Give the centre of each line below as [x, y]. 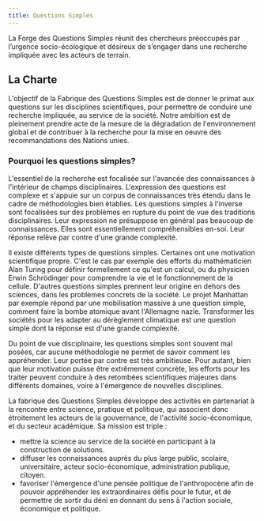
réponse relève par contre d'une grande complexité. [93, 237]
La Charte [33, 80]
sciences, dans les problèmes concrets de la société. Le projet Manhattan [128, 294]
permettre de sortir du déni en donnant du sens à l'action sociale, [126, 500]
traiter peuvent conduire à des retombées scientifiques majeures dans [123, 377]
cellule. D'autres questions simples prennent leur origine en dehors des [124, 286]
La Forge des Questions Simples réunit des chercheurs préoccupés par [124, 38]
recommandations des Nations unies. [69, 141]
